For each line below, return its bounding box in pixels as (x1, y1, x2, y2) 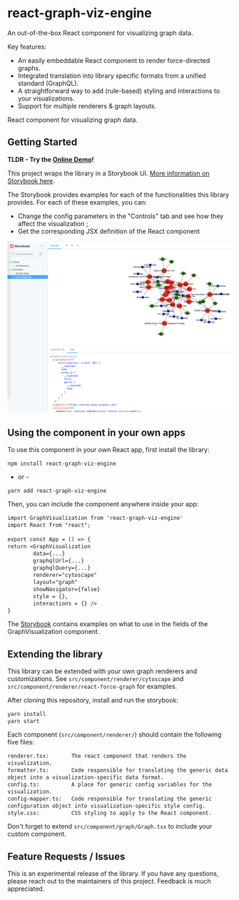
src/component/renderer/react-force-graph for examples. (7, 682, 177, 691)
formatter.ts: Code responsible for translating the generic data (7, 767, 228, 774)
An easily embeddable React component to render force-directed (17, 56, 210, 65)
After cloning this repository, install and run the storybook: (7, 696, 178, 705)
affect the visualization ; (17, 219, 88, 227)
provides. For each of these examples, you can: (7, 198, 148, 206)
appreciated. (7, 884, 45, 893)
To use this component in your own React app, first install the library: (7, 446, 210, 454)
